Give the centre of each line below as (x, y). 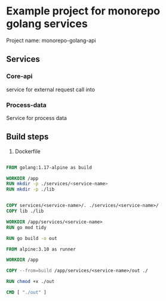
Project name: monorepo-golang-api (51, 40)
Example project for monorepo (83, 11)
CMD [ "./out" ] (26, 293)
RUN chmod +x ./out (30, 282)
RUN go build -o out (32, 238)
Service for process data (37, 118)
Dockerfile (27, 151)
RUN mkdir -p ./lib (30, 189)
